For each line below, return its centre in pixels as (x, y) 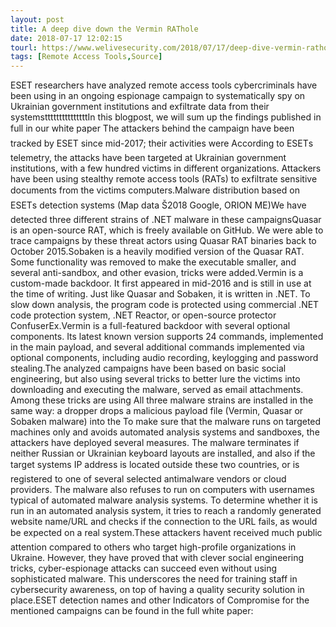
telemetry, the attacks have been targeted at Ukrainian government (148, 158)
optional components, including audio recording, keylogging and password (164, 358)
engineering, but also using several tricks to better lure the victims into (155, 379)
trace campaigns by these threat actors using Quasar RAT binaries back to (163, 241)
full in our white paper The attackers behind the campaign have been (152, 128)
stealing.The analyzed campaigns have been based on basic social (148, 368)
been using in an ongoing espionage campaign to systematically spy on (158, 96)
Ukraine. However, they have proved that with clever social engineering (157, 558)
